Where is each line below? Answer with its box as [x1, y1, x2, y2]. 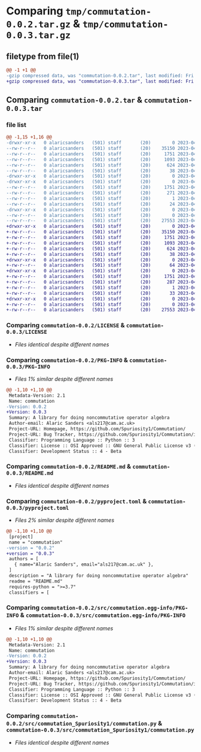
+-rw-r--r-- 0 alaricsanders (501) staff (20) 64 [6, 262, 175, 268]
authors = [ [8, 556, 39, 562]
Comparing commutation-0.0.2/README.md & [6, 463, 132, 471]
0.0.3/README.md [6, 470, 54, 477]
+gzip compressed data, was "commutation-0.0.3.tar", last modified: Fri [6, 78, 194, 84]
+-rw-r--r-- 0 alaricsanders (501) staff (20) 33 [6, 290, 175, 296]
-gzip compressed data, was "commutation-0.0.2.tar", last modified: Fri [6, 73, 194, 78]
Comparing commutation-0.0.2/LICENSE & [6, 321, 125, 330]
